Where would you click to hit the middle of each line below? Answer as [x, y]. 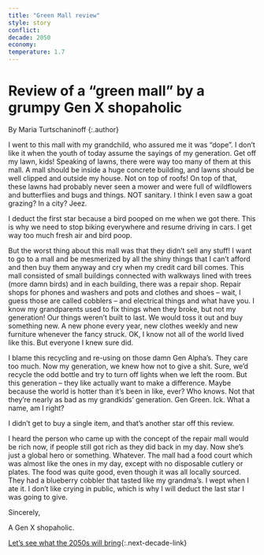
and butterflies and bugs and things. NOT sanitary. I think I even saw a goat [130, 194]
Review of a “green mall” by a [106, 91]
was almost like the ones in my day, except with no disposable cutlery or [126, 463]
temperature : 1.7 [37, 52]
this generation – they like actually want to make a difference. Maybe [119, 383]
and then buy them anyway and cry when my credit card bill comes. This [126, 267]
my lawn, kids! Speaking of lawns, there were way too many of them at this [130, 161]
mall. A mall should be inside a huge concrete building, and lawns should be [131, 169]
